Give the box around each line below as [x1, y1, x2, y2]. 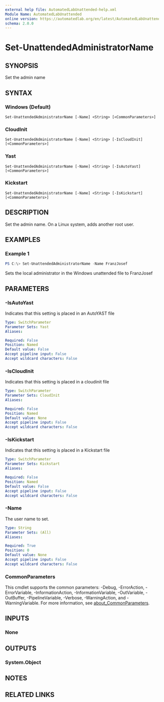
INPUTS [5, 614, 29, 622]
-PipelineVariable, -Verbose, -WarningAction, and [26, 595, 126, 601]
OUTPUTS [5, 644, 37, 652]
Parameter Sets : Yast [5, 324, 49, 329]
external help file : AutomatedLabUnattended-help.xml [5, 7, 117, 12]
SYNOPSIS [5, 61, 39, 70]
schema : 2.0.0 [5, 21, 34, 26]
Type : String [5, 525, 32, 530]
